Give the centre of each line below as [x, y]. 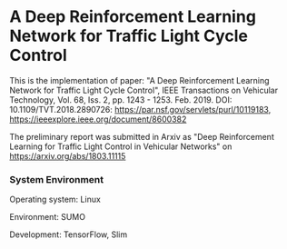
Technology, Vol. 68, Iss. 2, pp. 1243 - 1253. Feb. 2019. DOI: [121, 100]
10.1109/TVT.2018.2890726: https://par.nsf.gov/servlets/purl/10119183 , [140, 109]
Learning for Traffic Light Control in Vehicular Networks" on [121, 146]
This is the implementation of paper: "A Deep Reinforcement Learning [139, 80]
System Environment [57, 179]
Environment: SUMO [48, 217]
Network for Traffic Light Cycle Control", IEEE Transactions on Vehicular [144, 90]
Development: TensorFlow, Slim [69, 234]
